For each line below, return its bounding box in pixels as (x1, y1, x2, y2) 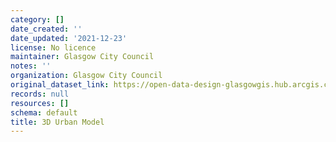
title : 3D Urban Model (10, 117, 105, 127)
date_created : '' (10, 24, 83, 34)
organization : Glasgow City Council (10, 71, 163, 81)
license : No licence (10, 42, 97, 53)
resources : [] (10, 98, 70, 108)
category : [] (10, 14, 65, 25)
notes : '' (10, 61, 52, 71)
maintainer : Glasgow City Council (10, 52, 155, 62)
